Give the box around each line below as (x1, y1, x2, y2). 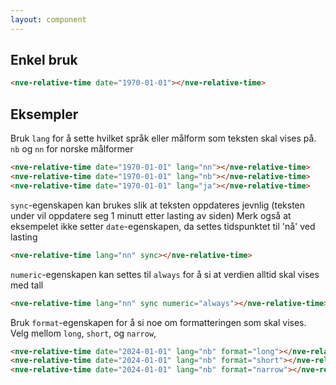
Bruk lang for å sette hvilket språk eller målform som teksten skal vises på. (10, 132, 317, 145)
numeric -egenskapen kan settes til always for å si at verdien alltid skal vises (10, 268, 320, 280)
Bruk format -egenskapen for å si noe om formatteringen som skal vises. (10, 316, 307, 328)
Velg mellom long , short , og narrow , (10, 327, 157, 339)
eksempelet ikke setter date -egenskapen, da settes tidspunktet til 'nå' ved (10, 220, 316, 232)
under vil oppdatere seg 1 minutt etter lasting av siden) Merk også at (10, 209, 292, 221)
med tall (10, 279, 44, 291)
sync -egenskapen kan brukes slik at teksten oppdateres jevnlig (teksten (10, 199, 306, 211)
